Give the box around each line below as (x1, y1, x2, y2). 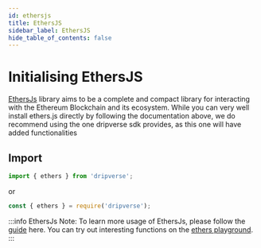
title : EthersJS (8, 19, 62, 27)
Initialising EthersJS (8, 68, 143, 86)
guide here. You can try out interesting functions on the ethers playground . (8, 224, 253, 234)
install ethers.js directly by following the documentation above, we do (8, 111, 236, 121)
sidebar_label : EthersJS (8, 26, 91, 34)
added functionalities (8, 128, 78, 138)
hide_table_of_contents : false (8, 33, 112, 42)
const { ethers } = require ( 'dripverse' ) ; (8, 202, 151, 210)
